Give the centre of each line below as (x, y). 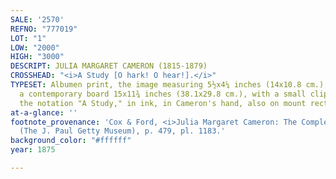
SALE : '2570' (37, 19)
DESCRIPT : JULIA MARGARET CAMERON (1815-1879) (109, 66)
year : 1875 (33, 150)
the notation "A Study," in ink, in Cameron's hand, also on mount (163, 103)
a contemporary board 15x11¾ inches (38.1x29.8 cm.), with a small (163, 94)
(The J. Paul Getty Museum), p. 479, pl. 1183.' (122, 131)
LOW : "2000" (35, 47)
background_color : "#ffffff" (71, 141)
